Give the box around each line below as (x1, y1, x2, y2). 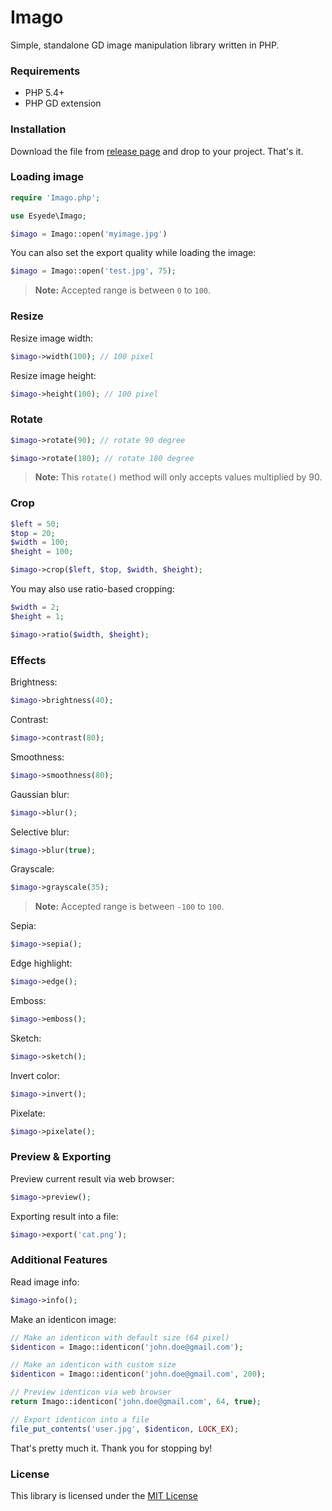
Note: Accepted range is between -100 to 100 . (34, 901, 225, 913)
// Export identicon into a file (10, 1414, 150, 1425)
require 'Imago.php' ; (10, 192, 101, 203)
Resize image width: (10, 332, 94, 344)
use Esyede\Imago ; (10, 211, 87, 221)
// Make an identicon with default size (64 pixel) (10, 1332, 230, 1343)
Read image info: (10, 1276, 80, 1288)
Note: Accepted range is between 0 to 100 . (34, 284, 211, 296)
